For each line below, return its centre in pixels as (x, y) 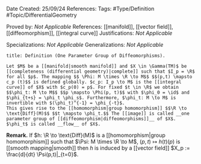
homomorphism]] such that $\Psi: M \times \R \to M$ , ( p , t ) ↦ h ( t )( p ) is (93, 141)
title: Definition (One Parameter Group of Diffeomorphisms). (86, 56)
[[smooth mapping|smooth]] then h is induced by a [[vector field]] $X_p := (98, 148)
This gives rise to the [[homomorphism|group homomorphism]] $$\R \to (97, 108)
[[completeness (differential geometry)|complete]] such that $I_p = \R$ (101, 71)
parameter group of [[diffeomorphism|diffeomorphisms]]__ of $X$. (91, 119)
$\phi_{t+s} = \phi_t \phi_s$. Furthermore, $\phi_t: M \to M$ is (91, 98)
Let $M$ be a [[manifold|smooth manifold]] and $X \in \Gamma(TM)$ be (97, 66)
